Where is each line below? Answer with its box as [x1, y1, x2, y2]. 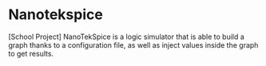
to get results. [8, 49, 54, 58]
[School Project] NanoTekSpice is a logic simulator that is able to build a [8, 32, 245, 41]
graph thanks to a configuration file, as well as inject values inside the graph [8, 40, 259, 49]
